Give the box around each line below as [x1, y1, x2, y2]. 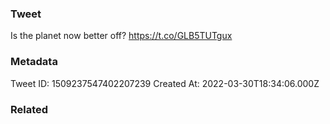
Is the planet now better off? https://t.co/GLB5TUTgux [10, 30, 233, 42]
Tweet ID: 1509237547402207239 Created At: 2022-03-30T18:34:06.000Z [10, 77, 320, 89]
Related [10, 102, 49, 116]
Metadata [10, 55, 58, 69]
